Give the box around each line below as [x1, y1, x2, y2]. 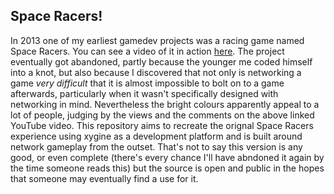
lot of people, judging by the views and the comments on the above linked [10, 109, 315, 121]
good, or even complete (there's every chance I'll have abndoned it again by [10, 151, 325, 163]
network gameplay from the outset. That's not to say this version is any [10, 140, 303, 153]
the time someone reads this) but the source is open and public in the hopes [10, 162, 325, 174]
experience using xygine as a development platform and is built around [10, 130, 303, 142]
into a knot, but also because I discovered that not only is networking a [10, 66, 302, 78]
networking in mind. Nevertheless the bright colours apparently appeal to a [10, 98, 320, 110]
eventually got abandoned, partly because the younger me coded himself [10, 55, 313, 68]
